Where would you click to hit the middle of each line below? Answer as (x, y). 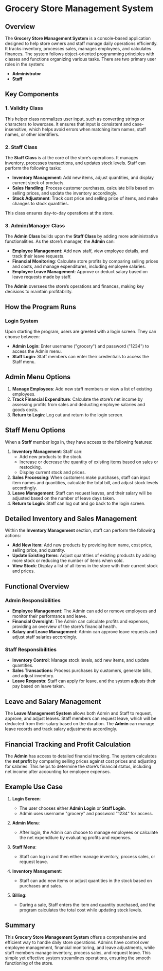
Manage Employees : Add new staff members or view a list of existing (82, 388)
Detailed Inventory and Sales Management (71, 518)
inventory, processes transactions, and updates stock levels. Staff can (75, 163)
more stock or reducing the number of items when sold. (68, 561)
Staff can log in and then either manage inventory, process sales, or (87, 856)
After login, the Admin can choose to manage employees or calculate (89, 832)
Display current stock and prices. (53, 472)
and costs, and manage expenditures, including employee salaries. (79, 266)
